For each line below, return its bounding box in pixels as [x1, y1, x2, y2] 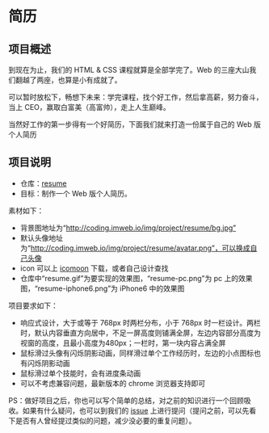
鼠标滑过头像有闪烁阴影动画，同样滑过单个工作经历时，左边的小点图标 [19, 348, 254, 358]
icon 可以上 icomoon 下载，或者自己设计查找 [19, 263, 169, 273]
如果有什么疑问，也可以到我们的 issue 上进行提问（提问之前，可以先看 [22, 406, 257, 415]
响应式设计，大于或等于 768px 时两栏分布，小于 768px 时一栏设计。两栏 [19, 317, 261, 327]
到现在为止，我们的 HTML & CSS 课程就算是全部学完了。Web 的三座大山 [8, 65, 250, 74]
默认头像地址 [19, 233, 63, 242]
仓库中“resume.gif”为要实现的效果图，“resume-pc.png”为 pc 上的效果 [19, 273, 253, 283]
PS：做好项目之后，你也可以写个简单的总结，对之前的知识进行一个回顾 [8, 395, 244, 405]
